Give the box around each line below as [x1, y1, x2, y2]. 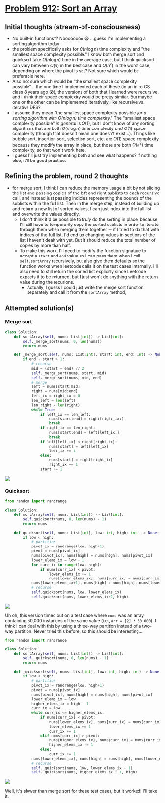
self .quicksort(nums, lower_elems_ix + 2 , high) [31, 594, 129, 599]
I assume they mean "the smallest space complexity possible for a [12, 109, 147, 116]
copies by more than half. [19, 242, 71, 249]
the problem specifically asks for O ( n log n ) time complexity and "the [12, 46, 150, 52]
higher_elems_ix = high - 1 [31, 701, 89, 707]
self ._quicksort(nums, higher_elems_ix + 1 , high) [31, 770, 137, 775]
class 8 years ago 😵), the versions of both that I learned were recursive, [12, 89, 159, 95]
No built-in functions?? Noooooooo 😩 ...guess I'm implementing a [12, 35, 146, 41]
